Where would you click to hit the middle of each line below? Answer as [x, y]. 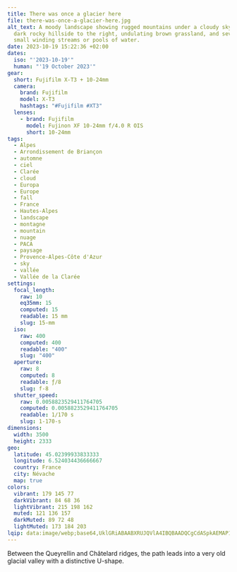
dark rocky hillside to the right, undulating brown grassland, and [116, 34]
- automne [28, 159]
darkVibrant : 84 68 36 [47, 500]
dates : [17, 54]
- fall [23, 198]
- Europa [26, 185]
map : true [28, 481]
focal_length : [34, 290]
